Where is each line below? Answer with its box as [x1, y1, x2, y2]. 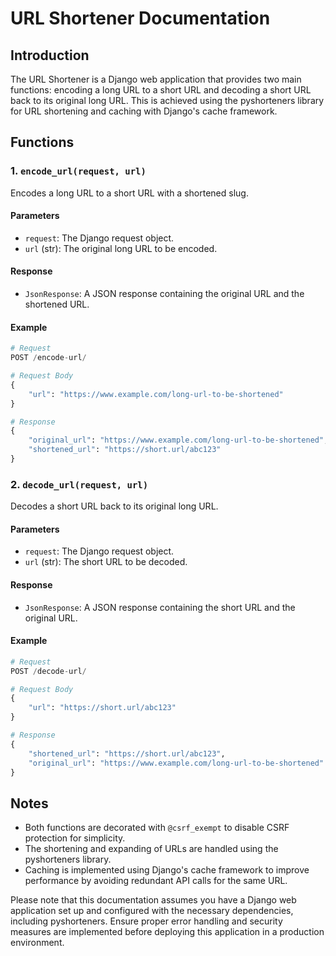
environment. [10, 937, 65, 949]
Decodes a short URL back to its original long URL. [10, 500, 219, 512]
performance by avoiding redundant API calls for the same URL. [24, 875, 288, 887]
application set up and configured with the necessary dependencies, [10, 905, 294, 917]
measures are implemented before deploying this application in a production [10, 926, 325, 938]
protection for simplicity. [24, 832, 126, 844]
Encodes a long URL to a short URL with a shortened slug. [10, 187, 249, 199]
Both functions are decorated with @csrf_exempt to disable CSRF [24, 822, 290, 834]
